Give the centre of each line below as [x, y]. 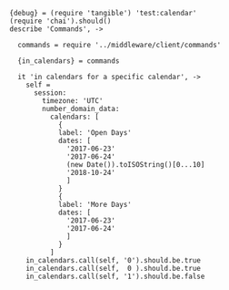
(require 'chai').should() [60, 21]
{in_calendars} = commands [69, 61]
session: [50, 93]
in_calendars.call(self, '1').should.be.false [115, 276]
